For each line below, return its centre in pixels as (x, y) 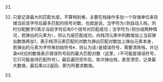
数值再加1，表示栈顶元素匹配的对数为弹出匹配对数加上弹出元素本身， (86, 41)
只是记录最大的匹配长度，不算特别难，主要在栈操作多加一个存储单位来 (83, 17)
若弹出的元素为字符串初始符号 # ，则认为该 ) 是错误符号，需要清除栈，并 (83, 47)
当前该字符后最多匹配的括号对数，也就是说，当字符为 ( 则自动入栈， (84, 23)
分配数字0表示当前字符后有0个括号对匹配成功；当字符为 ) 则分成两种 (85, 29)
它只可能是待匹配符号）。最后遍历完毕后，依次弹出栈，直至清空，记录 (82, 59)
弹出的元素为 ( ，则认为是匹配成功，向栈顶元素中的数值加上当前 (89, 35)
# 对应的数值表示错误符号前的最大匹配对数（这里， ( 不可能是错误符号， (88, 53)
